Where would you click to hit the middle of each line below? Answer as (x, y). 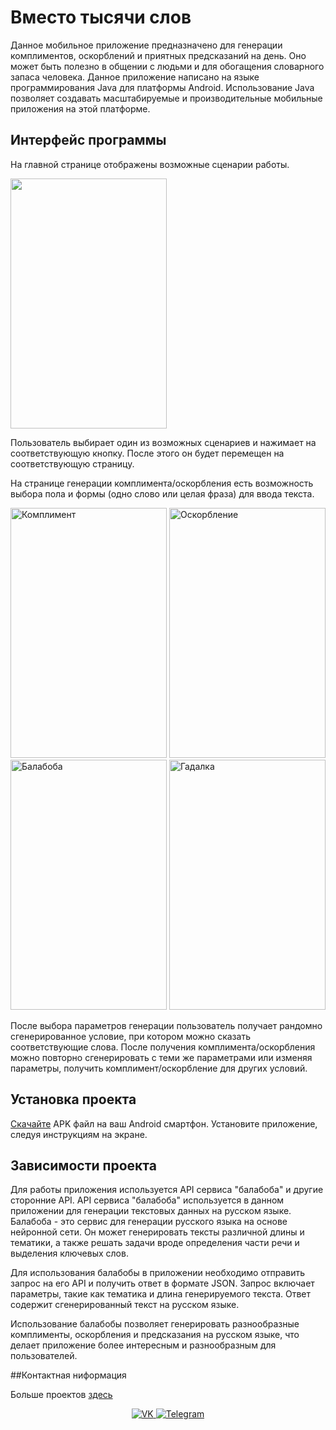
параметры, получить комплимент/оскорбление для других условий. (159, 1068)
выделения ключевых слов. (69, 1253)
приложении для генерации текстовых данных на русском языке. (151, 1211)
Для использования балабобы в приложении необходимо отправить (158, 1273)
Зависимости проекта (83, 1165)
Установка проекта (73, 1099)
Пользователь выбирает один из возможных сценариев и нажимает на (163, 442)
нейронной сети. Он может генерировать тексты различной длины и (157, 1232)
